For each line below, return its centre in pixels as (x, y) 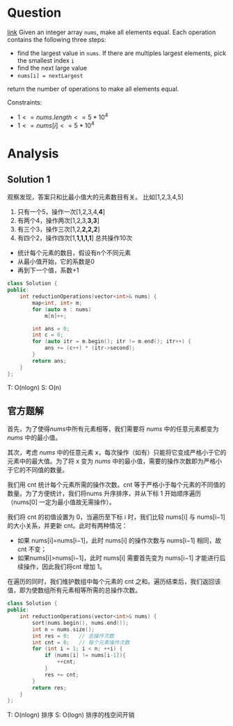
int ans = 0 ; (51, 328)
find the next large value (52, 68)
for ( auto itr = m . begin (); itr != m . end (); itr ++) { (112, 342)
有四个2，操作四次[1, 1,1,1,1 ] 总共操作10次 (75, 238)
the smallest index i (46, 60)
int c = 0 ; (48, 335)
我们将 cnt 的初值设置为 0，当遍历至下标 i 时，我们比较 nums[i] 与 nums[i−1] (116, 517)
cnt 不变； (32, 550)
